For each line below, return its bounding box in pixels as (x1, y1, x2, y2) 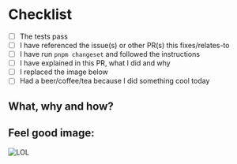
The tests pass (19, 32, 69, 41)
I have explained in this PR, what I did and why (19, 58, 171, 68)
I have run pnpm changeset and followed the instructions (19, 50, 200, 59)
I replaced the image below (19, 67, 109, 76)
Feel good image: (8, 126, 95, 140)
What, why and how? (8, 99, 115, 113)
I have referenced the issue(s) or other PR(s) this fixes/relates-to (19, 41, 231, 50)
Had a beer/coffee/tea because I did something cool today (19, 76, 210, 86)
